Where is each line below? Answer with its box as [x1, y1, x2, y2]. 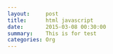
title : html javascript [7, 17, 94, 24]
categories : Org [7, 36, 55, 43]
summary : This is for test [7, 29, 97, 37]
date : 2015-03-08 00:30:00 [7, 23, 107, 30]
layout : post [7, 10, 59, 18]
